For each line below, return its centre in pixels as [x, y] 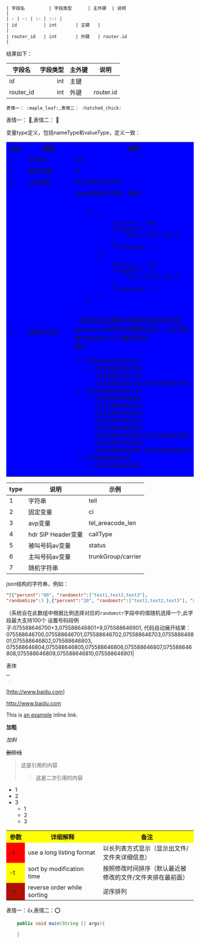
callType [101, 534]
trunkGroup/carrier [115, 556]
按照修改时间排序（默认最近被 [144, 868]
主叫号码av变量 [50, 557]
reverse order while [55, 887]
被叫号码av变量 [50, 546]
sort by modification [56, 869]
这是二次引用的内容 [59, 777]
